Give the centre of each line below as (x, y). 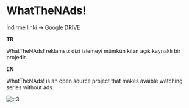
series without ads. (30, 87)
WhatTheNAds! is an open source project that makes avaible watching (94, 81)
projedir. (17, 57)
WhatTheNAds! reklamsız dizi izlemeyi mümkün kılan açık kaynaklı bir (94, 51)
